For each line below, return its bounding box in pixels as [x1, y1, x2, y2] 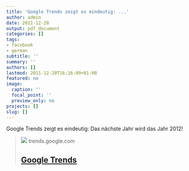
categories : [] [6, 31, 44, 37]
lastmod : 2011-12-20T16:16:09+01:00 [6, 70, 97, 76]
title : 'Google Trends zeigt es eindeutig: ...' [6, 8, 129, 15]
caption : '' [11, 87, 42, 93]
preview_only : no [11, 97, 55, 103]
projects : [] [6, 103, 39, 109]
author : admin [6, 14, 42, 20]
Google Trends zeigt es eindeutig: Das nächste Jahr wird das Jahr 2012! [6, 125, 184, 132]
